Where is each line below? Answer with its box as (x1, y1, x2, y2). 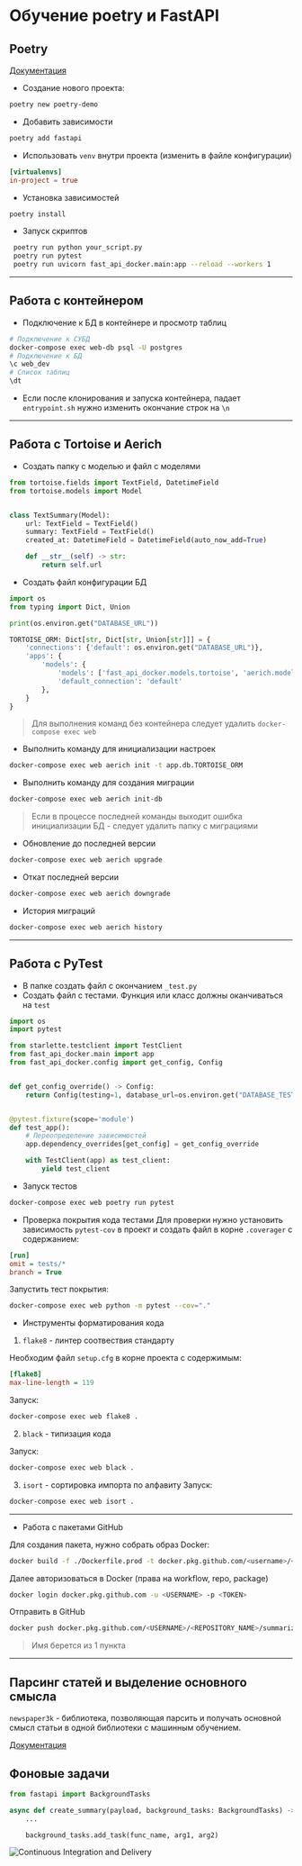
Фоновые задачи (9, 1766, 110, 1781)
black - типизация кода (22, 1428, 111, 1439)
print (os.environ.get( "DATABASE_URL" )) (9, 619, 159, 628)
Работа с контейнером (9, 294, 144, 309)
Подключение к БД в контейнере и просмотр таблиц (22, 317, 227, 328)
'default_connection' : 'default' (57, 676, 182, 685)
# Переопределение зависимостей (25, 1131, 147, 1140)
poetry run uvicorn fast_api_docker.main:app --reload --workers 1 (13, 260, 271, 269)
